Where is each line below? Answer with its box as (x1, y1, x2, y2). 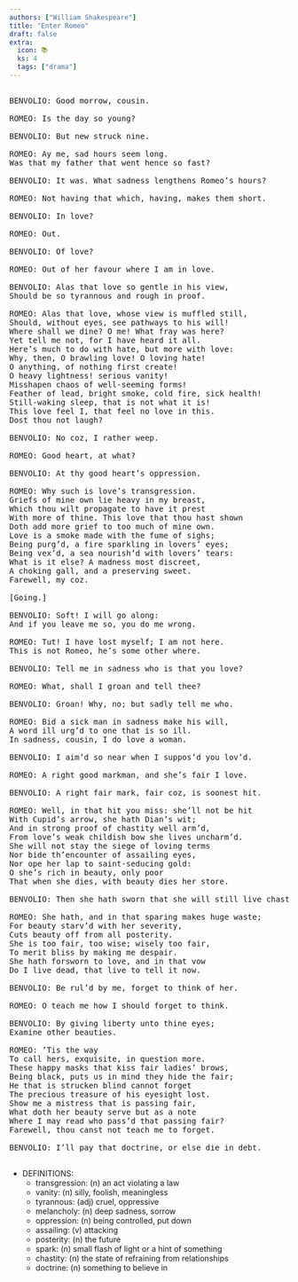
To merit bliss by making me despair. (9, 947, 178, 957)
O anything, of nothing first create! (9, 361, 178, 372)
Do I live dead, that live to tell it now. (9, 964, 201, 975)
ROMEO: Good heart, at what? (9, 450, 136, 460)
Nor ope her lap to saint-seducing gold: (9, 858, 192, 869)
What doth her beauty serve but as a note (9, 1106, 197, 1117)
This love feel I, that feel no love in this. (9, 405, 216, 416)
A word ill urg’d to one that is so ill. (9, 725, 192, 735)
